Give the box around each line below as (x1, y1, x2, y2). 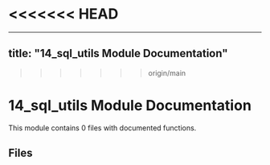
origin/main (148, 68, 186, 77)
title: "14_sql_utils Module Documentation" (8, 47, 228, 60)
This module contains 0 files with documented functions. (8, 122, 197, 133)
